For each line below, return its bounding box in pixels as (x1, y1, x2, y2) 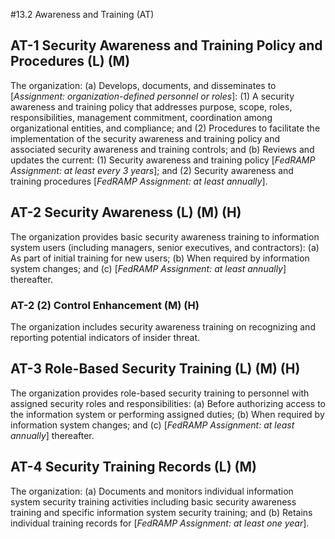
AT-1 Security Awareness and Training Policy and (10, 37, 323, 54)
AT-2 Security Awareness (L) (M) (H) (10, 204, 242, 221)
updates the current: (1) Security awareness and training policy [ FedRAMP (10, 154, 316, 166)
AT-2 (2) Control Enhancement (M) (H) (10, 298, 200, 312)
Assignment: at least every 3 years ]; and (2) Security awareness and (10, 164, 294, 176)
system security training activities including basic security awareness (10, 495, 297, 508)
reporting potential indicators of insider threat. (10, 331, 201, 343)
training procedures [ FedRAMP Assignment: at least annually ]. (10, 175, 268, 187)
